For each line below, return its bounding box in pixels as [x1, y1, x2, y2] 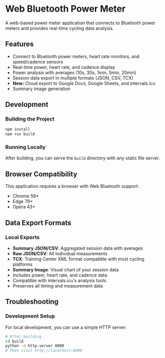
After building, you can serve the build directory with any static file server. [5, 155, 160, 161]
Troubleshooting [5, 297, 59, 306]
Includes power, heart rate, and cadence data [12, 272, 107, 278]
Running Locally [5, 144, 46, 151]
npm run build [5, 132, 35, 137]
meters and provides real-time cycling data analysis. [5, 25, 114, 31]
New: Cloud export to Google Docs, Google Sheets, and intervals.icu [12, 80, 155, 86]
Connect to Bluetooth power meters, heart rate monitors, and [12, 53, 140, 59]
